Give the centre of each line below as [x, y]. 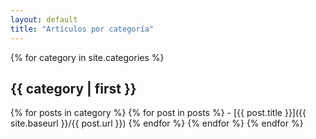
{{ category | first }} [73, 88]
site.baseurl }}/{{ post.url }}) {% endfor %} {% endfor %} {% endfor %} [157, 123]
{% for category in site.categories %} [87, 57]
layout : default [44, 19]
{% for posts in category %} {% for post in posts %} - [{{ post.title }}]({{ [158, 113]
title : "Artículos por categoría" [82, 29]
